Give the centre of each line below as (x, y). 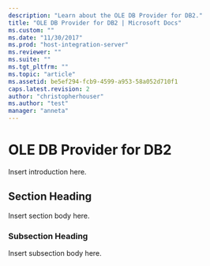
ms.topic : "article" (42, 74)
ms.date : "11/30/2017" (45, 37)
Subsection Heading (48, 236)
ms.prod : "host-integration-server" (68, 45)
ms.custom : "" (32, 30)
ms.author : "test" (38, 103)
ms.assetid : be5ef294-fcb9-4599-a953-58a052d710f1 (93, 81)
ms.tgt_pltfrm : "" (38, 67)
